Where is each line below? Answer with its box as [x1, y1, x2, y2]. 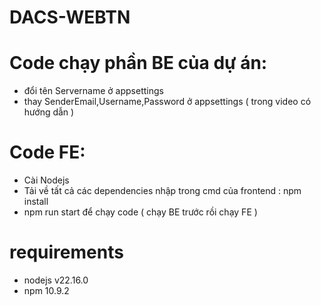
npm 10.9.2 [23, 285, 70, 296]
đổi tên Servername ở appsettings [23, 85, 164, 97]
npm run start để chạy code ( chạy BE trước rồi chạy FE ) [23, 206, 258, 218]
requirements [9, 241, 124, 264]
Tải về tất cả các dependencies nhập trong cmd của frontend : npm [23, 185, 302, 197]
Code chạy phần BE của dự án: [9, 52, 268, 75]
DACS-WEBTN [9, 6, 131, 29]
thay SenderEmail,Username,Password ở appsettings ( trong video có [23, 96, 312, 108]
